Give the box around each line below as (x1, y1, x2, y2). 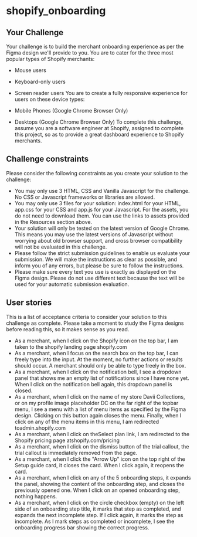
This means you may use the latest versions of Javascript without (14, 230, 174, 238)
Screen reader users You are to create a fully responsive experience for (14, 90, 188, 96)
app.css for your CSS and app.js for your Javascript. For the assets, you (14, 206, 189, 213)
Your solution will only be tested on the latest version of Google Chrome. (14, 225, 190, 232)
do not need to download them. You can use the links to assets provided (14, 212, 189, 219)
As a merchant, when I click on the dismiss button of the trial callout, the (14, 443, 189, 450)
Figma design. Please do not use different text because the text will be (14, 274, 185, 281)
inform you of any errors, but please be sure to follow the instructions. (14, 262, 184, 269)
